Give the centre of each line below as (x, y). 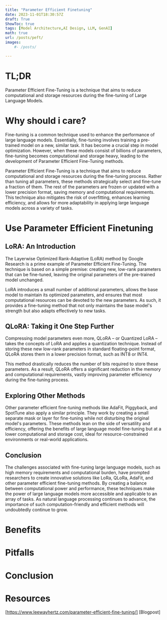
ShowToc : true (20, 24)
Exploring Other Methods (45, 395)
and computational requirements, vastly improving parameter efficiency (79, 375)
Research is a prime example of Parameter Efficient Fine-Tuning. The (76, 264)
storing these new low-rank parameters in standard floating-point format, (81, 349)
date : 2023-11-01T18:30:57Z (34, 14)
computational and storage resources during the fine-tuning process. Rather (83, 176)
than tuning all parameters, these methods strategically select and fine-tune (83, 181)
